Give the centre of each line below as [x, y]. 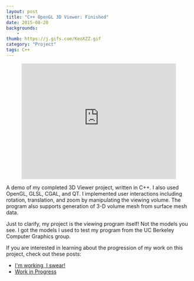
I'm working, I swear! [40, 265]
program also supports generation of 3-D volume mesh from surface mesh [96, 206]
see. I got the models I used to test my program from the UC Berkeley [90, 230]
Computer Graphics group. [39, 236]
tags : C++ [18, 50]
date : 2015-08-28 [27, 22]
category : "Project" [31, 45]
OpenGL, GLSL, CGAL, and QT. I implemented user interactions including [94, 193]
